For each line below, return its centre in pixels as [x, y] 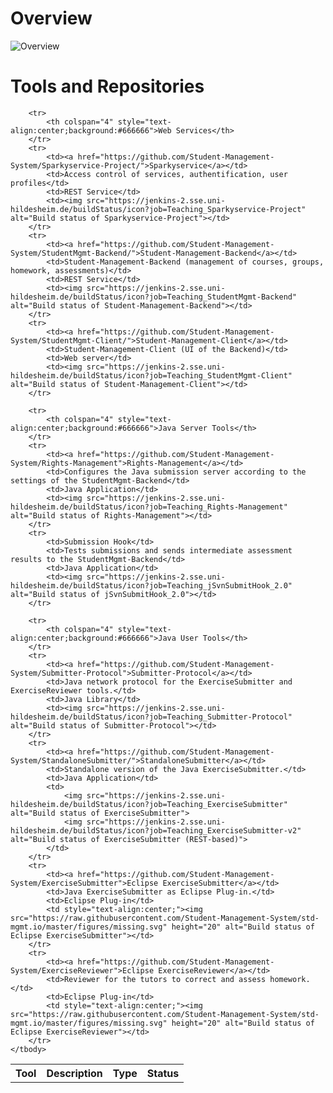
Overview [51, 18]
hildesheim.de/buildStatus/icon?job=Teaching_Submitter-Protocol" [151, 717]
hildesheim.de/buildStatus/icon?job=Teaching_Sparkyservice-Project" [158, 209]
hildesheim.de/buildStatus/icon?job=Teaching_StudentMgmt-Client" [151, 375]
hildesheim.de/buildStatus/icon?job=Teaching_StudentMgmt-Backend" [154, 297]
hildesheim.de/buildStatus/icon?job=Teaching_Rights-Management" [149, 507]
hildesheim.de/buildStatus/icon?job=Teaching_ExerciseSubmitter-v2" [156, 830]
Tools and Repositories [107, 86]
